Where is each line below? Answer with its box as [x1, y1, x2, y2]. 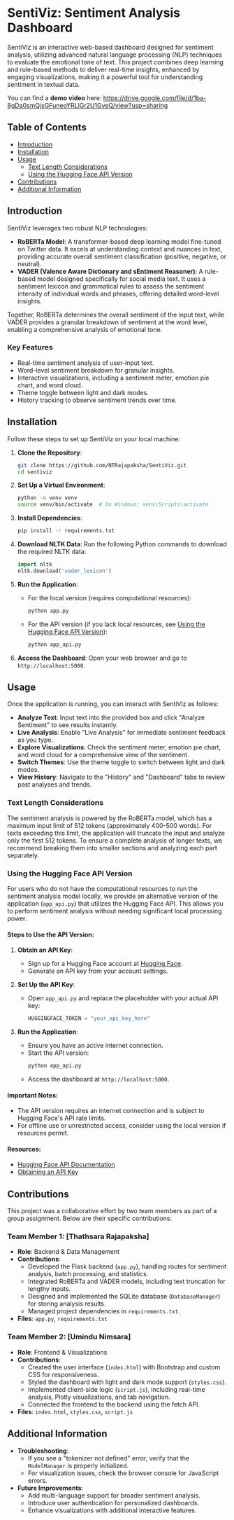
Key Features [7, 343, 54, 352]
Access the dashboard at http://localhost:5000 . [27, 1075, 170, 1083]
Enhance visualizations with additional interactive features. [27, 1506, 197, 1514]
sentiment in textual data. [7, 80, 80, 88]
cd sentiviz [17, 468, 52, 476]
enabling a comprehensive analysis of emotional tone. [7, 325, 163, 333]
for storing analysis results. [27, 1299, 106, 1308]
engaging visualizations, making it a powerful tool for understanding [7, 72, 203, 81]
